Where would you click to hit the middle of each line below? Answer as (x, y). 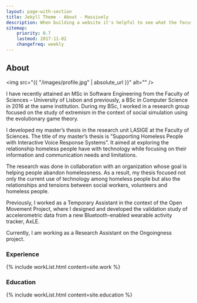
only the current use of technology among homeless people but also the (93, 179)
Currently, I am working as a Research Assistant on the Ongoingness (89, 233)
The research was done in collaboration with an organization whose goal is (96, 166)
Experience (23, 254)
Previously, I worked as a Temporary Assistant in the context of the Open (94, 203)
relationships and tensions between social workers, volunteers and (87, 185)
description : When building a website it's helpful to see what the (91, 22)
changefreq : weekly (40, 45)
